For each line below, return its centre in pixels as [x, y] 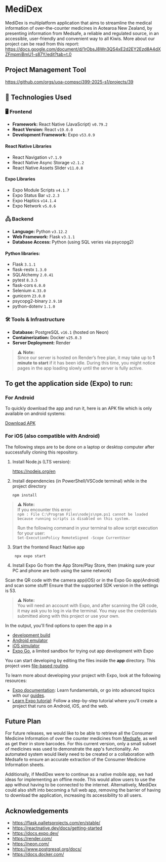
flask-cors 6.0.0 [29, 285]
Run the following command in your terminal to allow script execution [87, 528]
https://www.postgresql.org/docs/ [47, 849]
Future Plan [23, 721]
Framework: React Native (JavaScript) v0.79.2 [60, 124]
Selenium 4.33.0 [29, 291]
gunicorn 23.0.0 [29, 296]
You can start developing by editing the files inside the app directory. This [80, 660]
